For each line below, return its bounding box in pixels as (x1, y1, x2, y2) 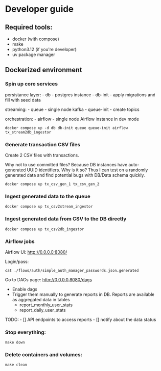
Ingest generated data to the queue (5, 193, 91, 200)
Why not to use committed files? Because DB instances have (5, 161, 128, 167)
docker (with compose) (12, 36, 60, 42)
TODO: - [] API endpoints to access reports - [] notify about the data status (5, 317, 157, 322)
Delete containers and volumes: (5, 351, 82, 358)
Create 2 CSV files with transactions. (5, 152, 79, 158)
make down (5, 340, 25, 345)
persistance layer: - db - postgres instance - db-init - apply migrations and (5, 92, 156, 98)
